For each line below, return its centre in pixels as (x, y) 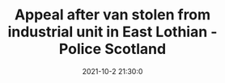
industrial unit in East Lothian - (112, 32)
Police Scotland (112, 49)
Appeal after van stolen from (112, 15)
